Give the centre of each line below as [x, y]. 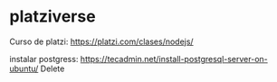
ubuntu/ [24, 68]
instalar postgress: [44, 59]
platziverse [53, 17]
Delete [53, 68]
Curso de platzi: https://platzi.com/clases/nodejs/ [101, 41]
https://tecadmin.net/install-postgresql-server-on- [174, 59]
